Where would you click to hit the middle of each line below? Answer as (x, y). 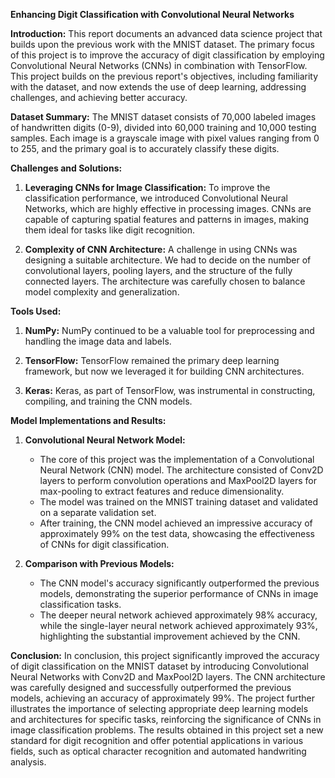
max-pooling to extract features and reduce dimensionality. (162, 491)
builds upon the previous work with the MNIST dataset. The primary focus (162, 44)
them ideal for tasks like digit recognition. (109, 230)
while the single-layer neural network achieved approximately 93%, (178, 625)
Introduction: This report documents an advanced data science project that (166, 33)
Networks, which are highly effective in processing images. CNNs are (168, 208)
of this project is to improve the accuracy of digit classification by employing (167, 55)
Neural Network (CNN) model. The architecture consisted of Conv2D (181, 470)
